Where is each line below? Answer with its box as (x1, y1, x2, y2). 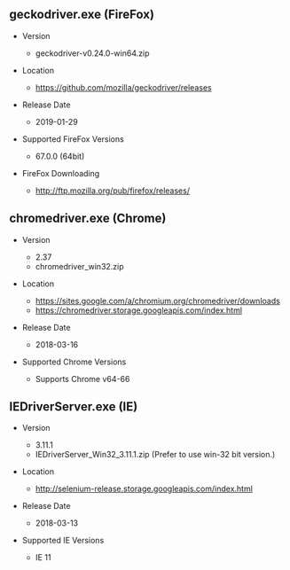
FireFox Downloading (21, 168, 100, 178)
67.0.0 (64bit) (35, 151, 85, 161)
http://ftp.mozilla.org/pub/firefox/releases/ (35, 185, 191, 196)
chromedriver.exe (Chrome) (9, 211, 167, 226)
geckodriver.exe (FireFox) (9, 7, 155, 22)
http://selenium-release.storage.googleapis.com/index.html (35, 483, 253, 495)
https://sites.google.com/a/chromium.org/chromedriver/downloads (35, 295, 281, 306)
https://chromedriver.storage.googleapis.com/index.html (35, 305, 242, 316)
